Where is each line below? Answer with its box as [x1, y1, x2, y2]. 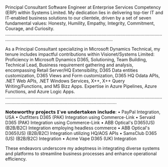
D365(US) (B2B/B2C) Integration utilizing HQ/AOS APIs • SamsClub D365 [5, 130, 157, 136]
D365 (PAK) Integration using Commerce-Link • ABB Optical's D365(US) [5, 120, 155, 125]
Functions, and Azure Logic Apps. [5, 89, 75, 94]
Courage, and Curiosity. [5, 26, 55, 32]
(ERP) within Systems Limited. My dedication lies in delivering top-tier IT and [5, 10, 163, 16]
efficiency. [5, 156, 27, 162]
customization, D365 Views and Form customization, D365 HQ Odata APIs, [5, 73, 160, 78]
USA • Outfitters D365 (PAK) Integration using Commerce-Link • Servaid [5, 114, 155, 120]
